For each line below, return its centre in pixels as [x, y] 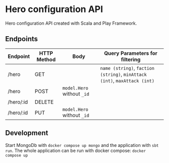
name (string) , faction [127, 68]
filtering [131, 59]
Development [27, 133]
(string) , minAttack [123, 74]
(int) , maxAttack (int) [127, 80]
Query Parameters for [131, 53]
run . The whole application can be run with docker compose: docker [75, 150]
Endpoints [22, 39]
